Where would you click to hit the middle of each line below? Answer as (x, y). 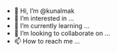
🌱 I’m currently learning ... (52, 26)
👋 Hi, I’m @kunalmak (44, 11)
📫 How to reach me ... (47, 41)
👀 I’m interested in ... (44, 18)
